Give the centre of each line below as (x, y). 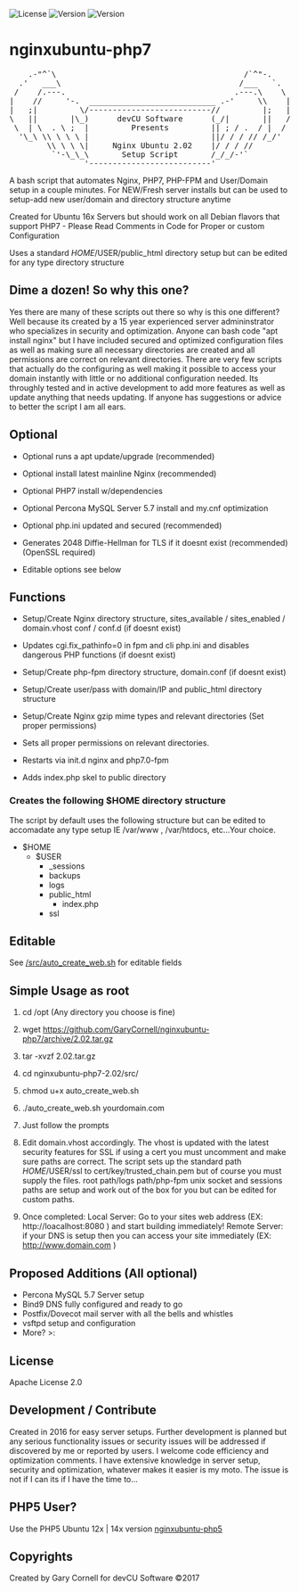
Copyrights (41, 1556)
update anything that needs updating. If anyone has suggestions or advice (145, 397)
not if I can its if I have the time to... (73, 1479)
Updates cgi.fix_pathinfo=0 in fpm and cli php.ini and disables (136, 646)
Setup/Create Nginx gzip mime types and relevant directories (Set (143, 716)
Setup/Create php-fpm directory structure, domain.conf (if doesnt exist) (154, 672)
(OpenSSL (41, 552)
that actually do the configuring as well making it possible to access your (143, 368)
